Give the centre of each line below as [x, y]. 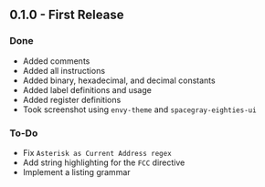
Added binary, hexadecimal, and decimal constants [119, 80]
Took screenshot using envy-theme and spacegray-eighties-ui [140, 109]
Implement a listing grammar [76, 171]
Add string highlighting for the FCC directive [104, 162]
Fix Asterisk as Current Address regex [97, 152]
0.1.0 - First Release [67, 15]
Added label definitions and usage [87, 89]
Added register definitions [72, 99]
